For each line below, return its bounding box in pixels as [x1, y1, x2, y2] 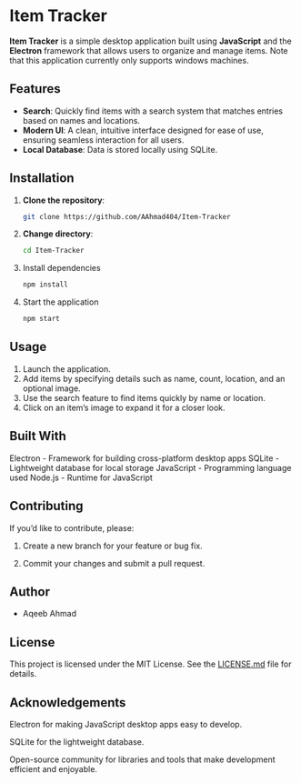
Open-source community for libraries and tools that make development [9, 754, 276, 765]
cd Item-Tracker [22, 246, 85, 256]
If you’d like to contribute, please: [9, 522, 135, 533]
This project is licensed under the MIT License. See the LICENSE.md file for [9, 658, 292, 669]
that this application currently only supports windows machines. [9, 55, 249, 65]
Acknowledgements [9, 695, 126, 710]
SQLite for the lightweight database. [9, 736, 145, 747]
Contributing [9, 498, 84, 514]
